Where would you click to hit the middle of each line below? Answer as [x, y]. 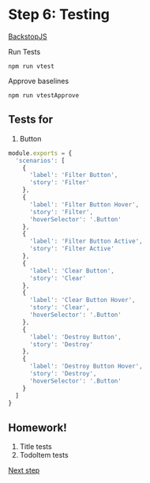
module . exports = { [40, 153]
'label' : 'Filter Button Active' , [86, 241]
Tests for [31, 120]
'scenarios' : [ [40, 160]
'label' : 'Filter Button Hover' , [84, 204]
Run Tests [24, 51]
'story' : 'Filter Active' [71, 249]
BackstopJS [28, 36]
